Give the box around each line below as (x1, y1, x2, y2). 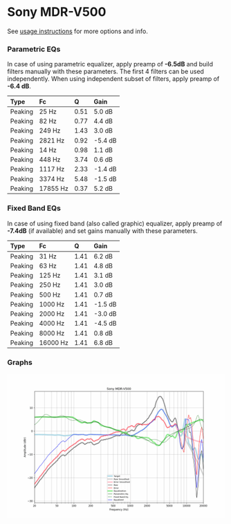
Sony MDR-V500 (7, 4, 107, 20)
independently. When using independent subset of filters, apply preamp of (7, 75, 220, 83)
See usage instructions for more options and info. (7, 27, 149, 35)
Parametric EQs (7, 44, 61, 54)
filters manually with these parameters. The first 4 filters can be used (7, 67, 204, 76)
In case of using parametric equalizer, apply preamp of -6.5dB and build (7, 60, 213, 68)
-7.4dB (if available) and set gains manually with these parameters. (7, 226, 198, 235)
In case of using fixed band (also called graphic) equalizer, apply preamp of (7, 219, 223, 227)
